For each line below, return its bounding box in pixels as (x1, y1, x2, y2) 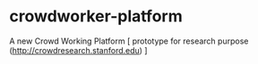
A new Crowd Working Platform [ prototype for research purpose (9, 36, 249, 46)
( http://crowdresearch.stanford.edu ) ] (9, 44, 148, 55)
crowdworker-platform (9, 6, 183, 27)
